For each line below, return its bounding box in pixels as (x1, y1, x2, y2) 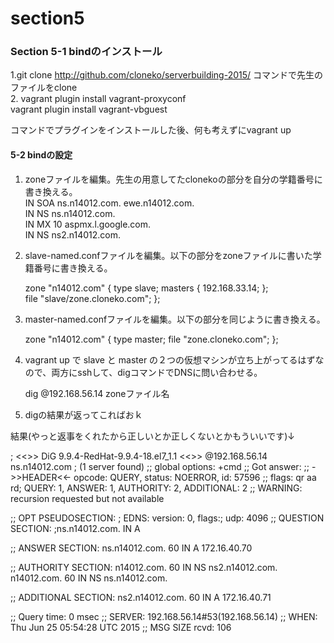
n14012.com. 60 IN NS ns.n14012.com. (10, 572, 168, 584)
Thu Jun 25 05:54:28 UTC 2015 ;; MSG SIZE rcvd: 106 (10, 621, 232, 633)
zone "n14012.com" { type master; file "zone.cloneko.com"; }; (24, 333, 279, 345)
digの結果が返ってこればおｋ (24, 408, 143, 421)
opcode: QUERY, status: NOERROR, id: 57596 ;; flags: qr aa (73, 471, 317, 483)
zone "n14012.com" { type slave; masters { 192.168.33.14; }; (24, 282, 269, 294)
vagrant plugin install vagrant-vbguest (10, 103, 168, 116)
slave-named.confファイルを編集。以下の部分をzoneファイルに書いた (24, 249, 313, 261)
